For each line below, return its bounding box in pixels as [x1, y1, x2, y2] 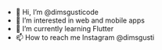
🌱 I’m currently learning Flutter [15, 24, 114, 33]
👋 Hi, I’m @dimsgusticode [15, 8, 99, 16]
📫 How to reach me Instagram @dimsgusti [15, 33, 155, 42]
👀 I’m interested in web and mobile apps [15, 16, 145, 25]
